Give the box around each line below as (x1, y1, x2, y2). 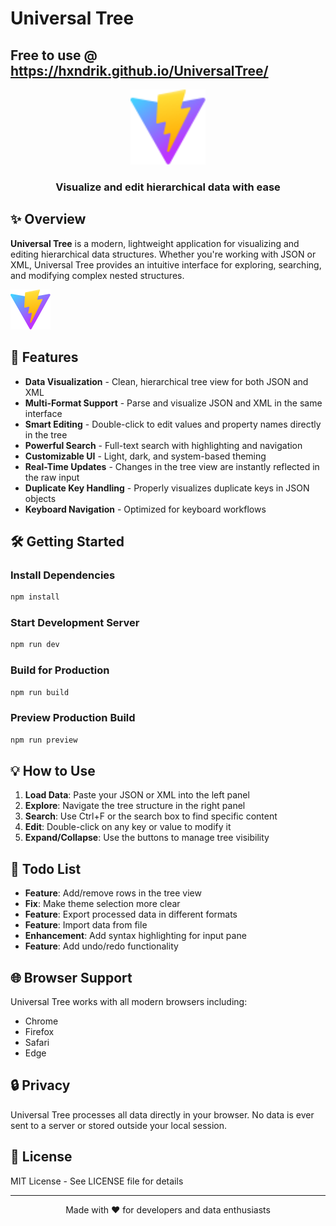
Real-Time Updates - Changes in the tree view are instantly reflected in (24, 460, 320, 472)
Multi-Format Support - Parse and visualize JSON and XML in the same (24, 397, 323, 409)
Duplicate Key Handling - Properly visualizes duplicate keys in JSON (24, 482, 310, 494)
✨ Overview (10, 211, 87, 228)
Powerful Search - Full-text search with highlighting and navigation (24, 439, 303, 451)
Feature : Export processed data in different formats (24, 908, 238, 921)
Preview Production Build (10, 711, 136, 725)
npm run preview (10, 735, 78, 745)
